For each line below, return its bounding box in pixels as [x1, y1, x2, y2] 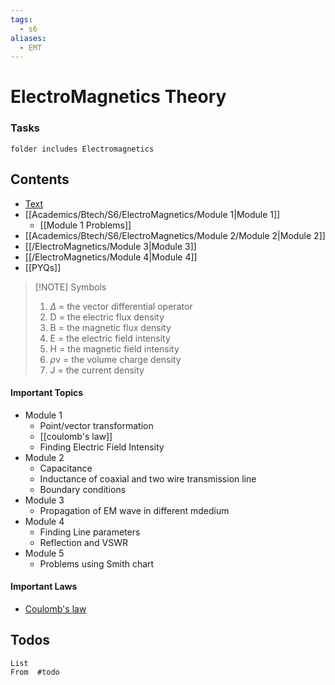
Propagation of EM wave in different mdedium [39, 504, 230, 516]
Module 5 [24, 547, 65, 559]
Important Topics [10, 387, 84, 399]
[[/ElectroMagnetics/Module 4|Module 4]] [24, 251, 198, 263]
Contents [10, 171, 70, 188]
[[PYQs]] [24, 261, 62, 273]
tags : [10, 14, 33, 25]
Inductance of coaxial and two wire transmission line [39, 472, 257, 485]
